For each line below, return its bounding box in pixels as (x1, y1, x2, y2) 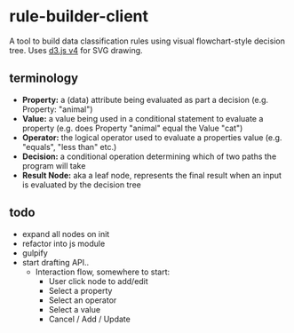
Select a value (48, 304, 100, 314)
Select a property (48, 285, 113, 296)
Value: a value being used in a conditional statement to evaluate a (21, 113, 264, 123)
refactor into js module (21, 238, 106, 249)
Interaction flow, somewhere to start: (35, 266, 171, 277)
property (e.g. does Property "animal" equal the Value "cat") (21, 123, 243, 133)
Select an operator (48, 295, 117, 305)
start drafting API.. (21, 257, 90, 267)
